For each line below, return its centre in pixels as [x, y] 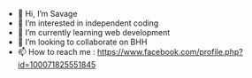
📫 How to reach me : [56, 52]
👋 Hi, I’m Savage [47, 14]
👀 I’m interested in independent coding [88, 23]
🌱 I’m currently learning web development [94, 32]
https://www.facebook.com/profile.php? [170, 52]
